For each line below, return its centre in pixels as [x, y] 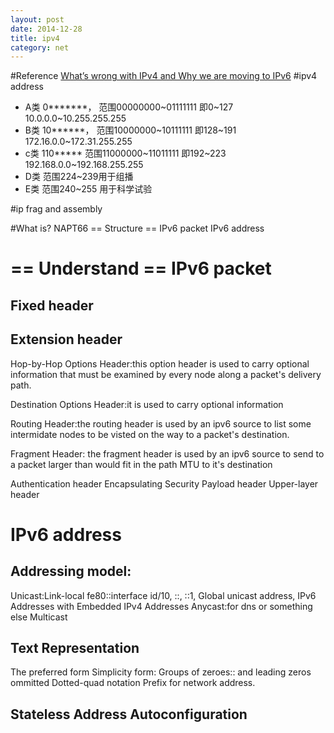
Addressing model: [71, 571]
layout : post [37, 19]
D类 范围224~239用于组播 [79, 177]
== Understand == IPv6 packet [141, 268]
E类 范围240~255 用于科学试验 [88, 189]
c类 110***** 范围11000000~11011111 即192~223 [125, 153]
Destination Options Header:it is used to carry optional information [147, 404]
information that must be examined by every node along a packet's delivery [166, 374]
